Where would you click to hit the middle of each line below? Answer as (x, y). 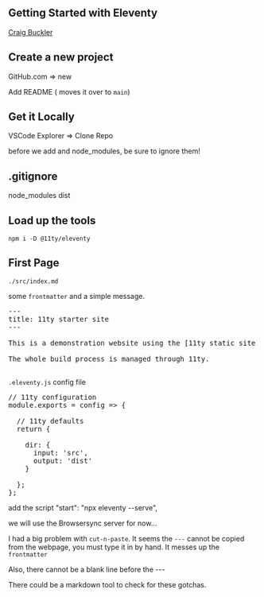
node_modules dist (39, 196)
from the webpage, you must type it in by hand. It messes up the (114, 547)
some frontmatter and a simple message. (77, 296)
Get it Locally (42, 117)
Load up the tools (52, 221)
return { (33, 429)
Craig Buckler (31, 32)
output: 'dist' (63, 461)
